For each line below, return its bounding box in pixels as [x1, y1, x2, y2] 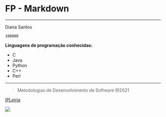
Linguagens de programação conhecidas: [5, 42, 93, 48]
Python [12, 62, 27, 68]
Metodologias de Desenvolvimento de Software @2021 [17, 87, 129, 93]
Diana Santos [5, 24, 32, 30]
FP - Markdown [5, 3, 69, 14]
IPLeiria [5, 97, 21, 103]
